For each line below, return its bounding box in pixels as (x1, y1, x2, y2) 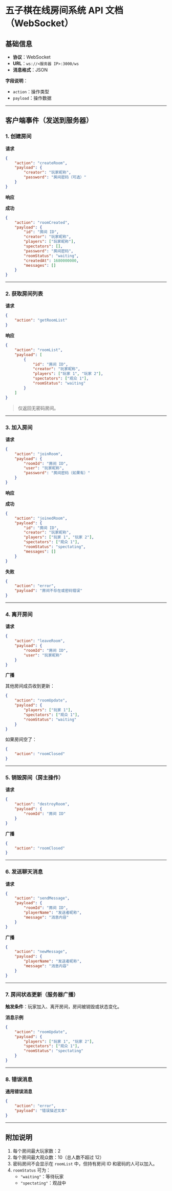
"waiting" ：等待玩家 (20, 1173, 64, 1179)
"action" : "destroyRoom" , (14, 802, 70, 807)
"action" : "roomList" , (14, 347, 63, 352)
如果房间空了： (5, 736, 37, 742)
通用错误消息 (5, 1089, 32, 1095)
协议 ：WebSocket (12, 54, 51, 60)
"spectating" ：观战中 (20, 1180, 67, 1186)
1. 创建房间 (5, 133, 32, 140)
